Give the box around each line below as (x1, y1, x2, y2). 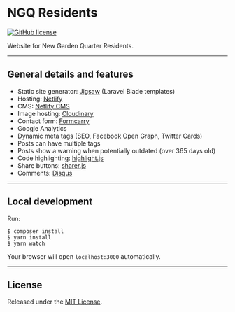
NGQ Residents (7, 5, 98, 21)
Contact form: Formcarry (17, 117, 90, 125)
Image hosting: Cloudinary (17, 109, 94, 118)
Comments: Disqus (17, 169, 73, 177)
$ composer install (7, 227, 64, 235)
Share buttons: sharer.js (17, 161, 86, 169)
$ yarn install (7, 234, 52, 241)
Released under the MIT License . (7, 297, 103, 306)
